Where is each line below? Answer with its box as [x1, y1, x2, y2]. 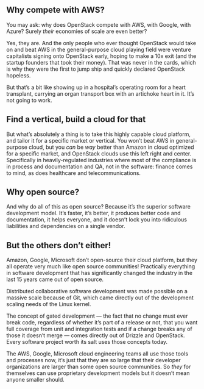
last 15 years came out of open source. [6, 276, 104, 283]
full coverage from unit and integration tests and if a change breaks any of [6, 326, 193, 333]
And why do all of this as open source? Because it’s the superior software [6, 203, 191, 210]
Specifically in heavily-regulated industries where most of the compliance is [6, 156, 197, 163]
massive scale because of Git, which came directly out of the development [6, 294, 194, 301]
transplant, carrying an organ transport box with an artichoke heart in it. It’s [6, 90, 195, 97]
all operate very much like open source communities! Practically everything [6, 263, 195, 270]
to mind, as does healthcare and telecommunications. [6, 169, 141, 176]
